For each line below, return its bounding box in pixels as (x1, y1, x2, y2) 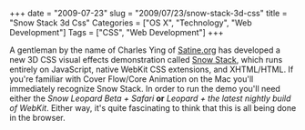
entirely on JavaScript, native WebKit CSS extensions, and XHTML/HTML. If (9, 64, 294, 75)
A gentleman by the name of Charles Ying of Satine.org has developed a (9, 45, 280, 55)
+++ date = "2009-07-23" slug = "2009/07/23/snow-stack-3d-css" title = (9, 8, 288, 18)
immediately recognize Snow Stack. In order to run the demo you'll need (9, 84, 280, 94)
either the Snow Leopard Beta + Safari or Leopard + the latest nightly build (9, 93, 291, 104)
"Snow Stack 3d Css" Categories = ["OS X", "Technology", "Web (9, 17, 252, 28)
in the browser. (9, 113, 66, 123)
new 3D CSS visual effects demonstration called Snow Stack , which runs (9, 55, 283, 65)
